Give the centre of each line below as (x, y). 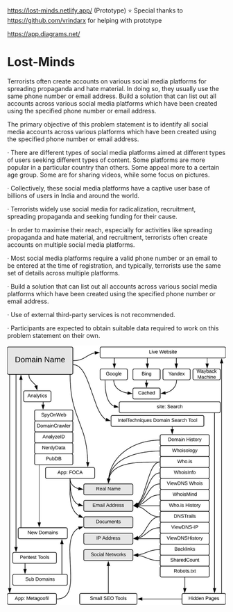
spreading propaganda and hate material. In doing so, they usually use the (113, 88)
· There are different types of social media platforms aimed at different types (116, 152)
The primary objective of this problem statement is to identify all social (108, 124)
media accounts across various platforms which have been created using (112, 131)
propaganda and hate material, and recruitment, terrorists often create (107, 237)
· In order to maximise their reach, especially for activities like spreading (110, 229)
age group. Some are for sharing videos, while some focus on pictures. (109, 175)
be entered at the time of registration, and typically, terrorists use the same (114, 265)
